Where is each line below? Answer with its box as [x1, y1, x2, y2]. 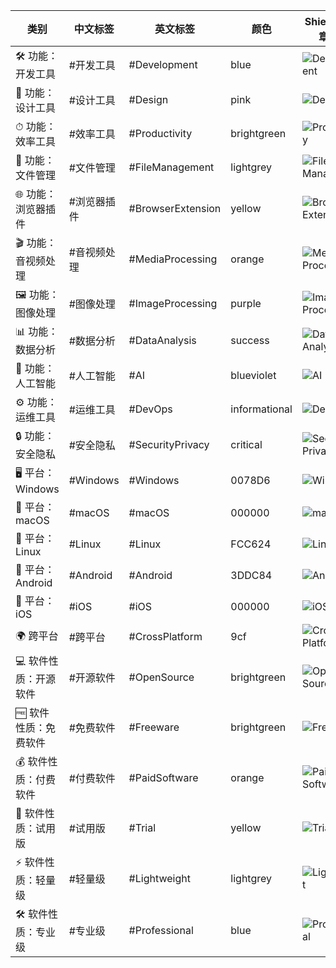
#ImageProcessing [128, 296, 218, 310]
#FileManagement [128, 160, 215, 174]
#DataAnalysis [128, 333, 197, 347]
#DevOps [128, 402, 173, 416]
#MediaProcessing [128, 252, 218, 266]
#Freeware [128, 720, 180, 734]
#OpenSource [128, 670, 195, 684]
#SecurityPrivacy [128, 437, 210, 451]
